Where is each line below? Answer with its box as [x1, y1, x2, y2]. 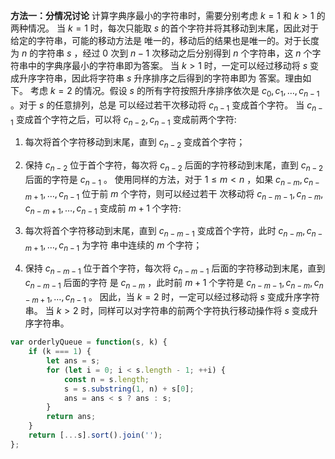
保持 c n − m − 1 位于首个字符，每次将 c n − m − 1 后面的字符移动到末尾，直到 [24, 262, 326, 276]
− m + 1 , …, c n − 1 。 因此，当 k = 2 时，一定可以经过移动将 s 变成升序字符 [24, 290, 320, 305]
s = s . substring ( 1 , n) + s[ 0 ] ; [63, 384, 195, 394]
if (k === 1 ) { [28, 347, 92, 357]
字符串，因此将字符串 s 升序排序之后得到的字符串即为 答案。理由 [36, 72, 303, 84]
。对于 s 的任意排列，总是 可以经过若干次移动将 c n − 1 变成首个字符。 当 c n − [10, 99, 323, 113]
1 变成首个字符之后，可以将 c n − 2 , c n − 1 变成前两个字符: [10, 113, 237, 128]
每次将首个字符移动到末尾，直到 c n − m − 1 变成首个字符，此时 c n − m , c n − [24, 225, 323, 239]
